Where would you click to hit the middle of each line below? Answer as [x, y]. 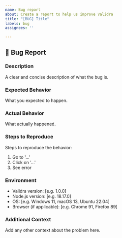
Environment [21, 180]
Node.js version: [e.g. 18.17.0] [42, 196]
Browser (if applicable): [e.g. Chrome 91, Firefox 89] [65, 207]
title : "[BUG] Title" [27, 19]
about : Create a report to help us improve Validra [59, 14]
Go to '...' [21, 157]
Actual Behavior [25, 113]
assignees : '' [20, 28]
